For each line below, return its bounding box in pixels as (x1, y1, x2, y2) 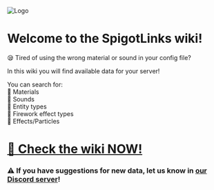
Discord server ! (7, 175, 61, 184)
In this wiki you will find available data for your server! (7, 66, 160, 75)
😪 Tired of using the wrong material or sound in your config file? (7, 53, 191, 61)
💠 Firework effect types (7, 109, 74, 117)
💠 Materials (7, 87, 39, 96)
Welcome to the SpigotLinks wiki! (7, 31, 203, 46)
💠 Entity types (7, 102, 47, 111)
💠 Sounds (7, 95, 35, 103)
